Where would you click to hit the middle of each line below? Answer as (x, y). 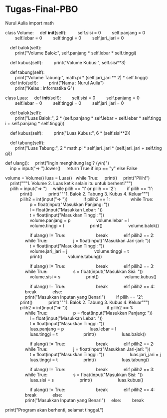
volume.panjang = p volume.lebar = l (80, 220)
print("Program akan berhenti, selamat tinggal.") (54, 410)
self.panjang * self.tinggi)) (38, 123)
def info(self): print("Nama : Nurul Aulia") (57, 83)
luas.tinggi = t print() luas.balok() (88, 334)
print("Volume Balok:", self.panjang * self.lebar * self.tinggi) (76, 53)
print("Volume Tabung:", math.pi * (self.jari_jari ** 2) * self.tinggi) (81, 77)
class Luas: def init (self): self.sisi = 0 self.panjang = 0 (72, 98)
